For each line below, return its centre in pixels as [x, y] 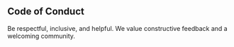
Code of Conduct [46, 12]
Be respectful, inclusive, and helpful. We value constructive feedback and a [118, 28]
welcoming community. [41, 36]
